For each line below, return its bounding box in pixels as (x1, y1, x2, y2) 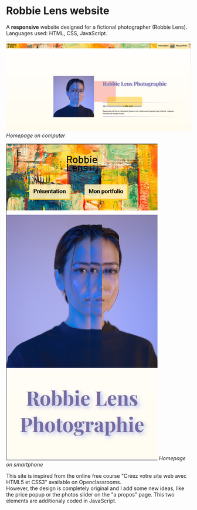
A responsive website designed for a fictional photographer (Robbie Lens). (6, 23, 188, 30)
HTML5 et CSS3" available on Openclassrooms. (6, 478, 122, 485)
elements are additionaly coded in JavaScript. (6, 497, 117, 504)
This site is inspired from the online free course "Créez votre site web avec (6, 472, 187, 479)
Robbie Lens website (6, 4, 110, 18)
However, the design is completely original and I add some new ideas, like (6, 485, 185, 492)
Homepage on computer (6, 132, 66, 139)
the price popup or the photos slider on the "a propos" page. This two (6, 491, 175, 498)
